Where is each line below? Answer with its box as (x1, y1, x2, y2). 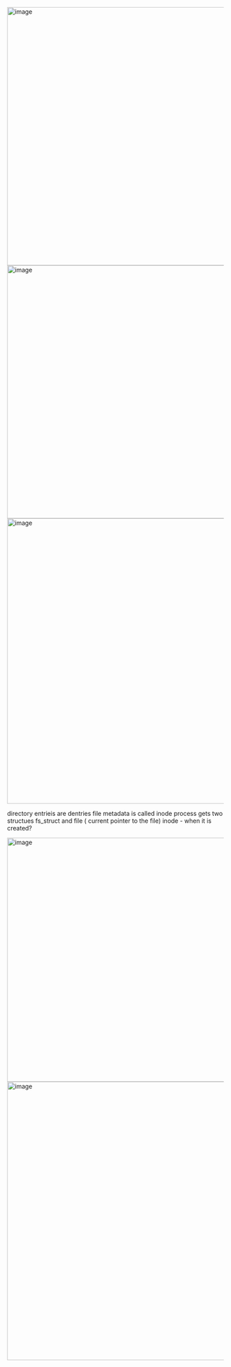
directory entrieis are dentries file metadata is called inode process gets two (7, 810, 223, 817)
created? (7, 824, 32, 832)
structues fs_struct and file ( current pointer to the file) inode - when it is (7, 817, 212, 825)
